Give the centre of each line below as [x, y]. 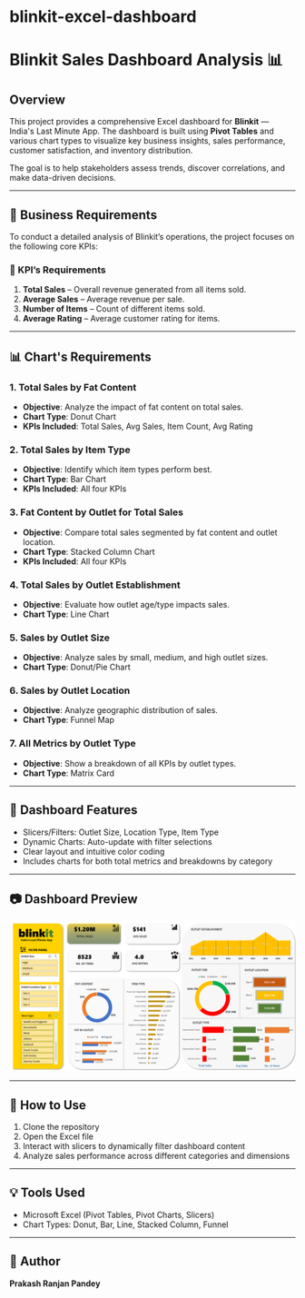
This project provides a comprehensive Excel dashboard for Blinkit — [139, 122]
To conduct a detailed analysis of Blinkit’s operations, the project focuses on [152, 237]
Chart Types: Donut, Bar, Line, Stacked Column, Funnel [125, 1224]
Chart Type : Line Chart [66, 614]
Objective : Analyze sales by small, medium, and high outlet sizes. [145, 658]
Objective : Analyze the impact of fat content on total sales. [133, 407]
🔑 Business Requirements [83, 215]
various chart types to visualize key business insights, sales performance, [148, 141]
